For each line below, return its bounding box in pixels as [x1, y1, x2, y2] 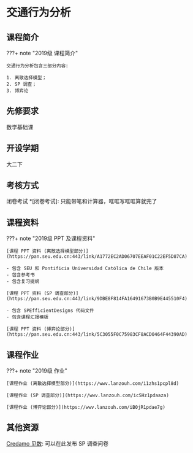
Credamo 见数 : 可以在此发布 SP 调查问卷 [6, 439, 109, 447]
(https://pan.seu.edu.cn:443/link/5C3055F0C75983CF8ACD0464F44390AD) [6, 331, 188, 338]
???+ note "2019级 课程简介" [6, 50, 78, 56]
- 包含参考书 [6, 272, 35, 278]
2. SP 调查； [6, 81, 37, 87]
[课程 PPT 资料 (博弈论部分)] [6, 326, 75, 332]
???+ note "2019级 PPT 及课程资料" [6, 234, 96, 242]
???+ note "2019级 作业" [6, 367, 67, 374]
